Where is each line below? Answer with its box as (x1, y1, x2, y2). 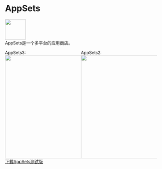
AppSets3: (5, 49, 26, 56)
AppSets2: (81, 49, 102, 56)
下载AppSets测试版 (5, 158, 43, 164)
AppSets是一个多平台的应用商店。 (5, 40, 73, 46)
